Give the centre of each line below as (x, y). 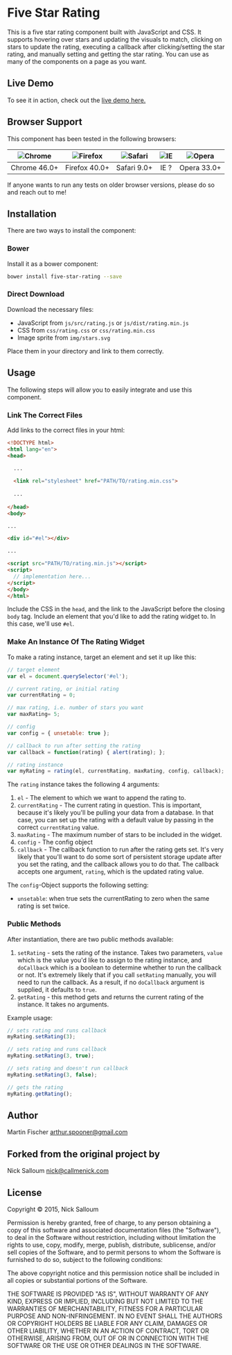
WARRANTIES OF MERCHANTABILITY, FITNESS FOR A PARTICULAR (105, 1308)
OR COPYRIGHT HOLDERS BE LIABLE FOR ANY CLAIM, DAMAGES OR (107, 1323)
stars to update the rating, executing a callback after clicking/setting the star (116, 47)
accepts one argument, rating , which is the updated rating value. (110, 872)
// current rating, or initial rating (63, 689)
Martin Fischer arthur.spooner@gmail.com (68, 1132)
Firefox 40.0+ (87, 167)
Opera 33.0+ (200, 167)
